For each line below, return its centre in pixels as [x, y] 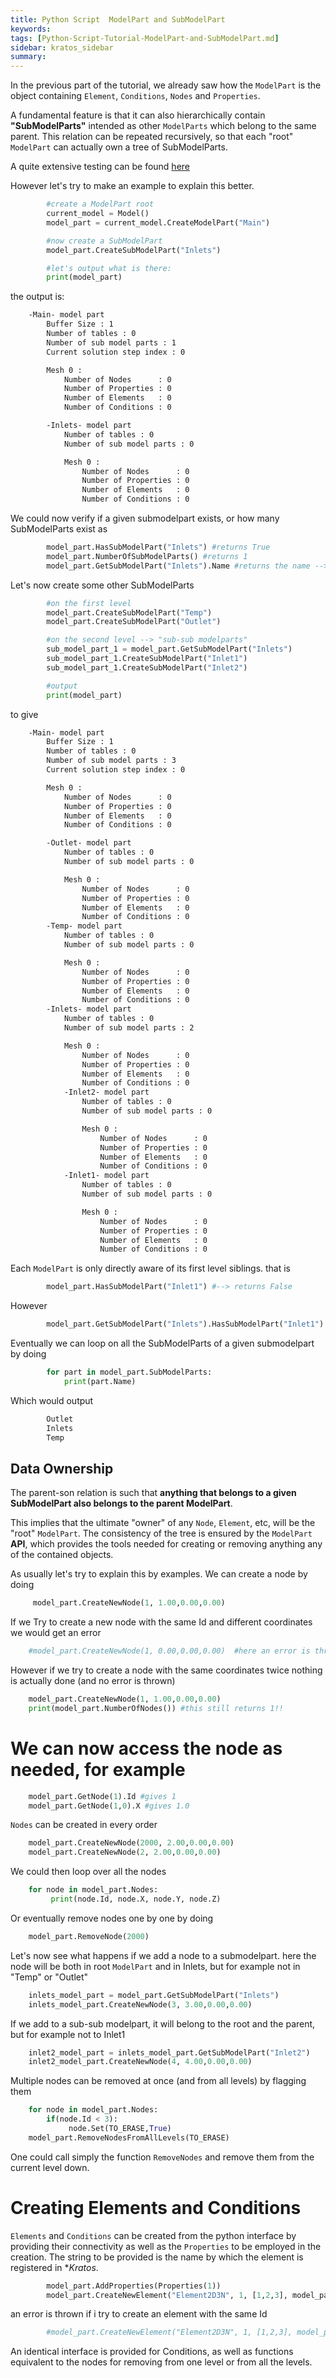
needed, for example [98, 1769]
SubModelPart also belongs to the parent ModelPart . [121, 1503]
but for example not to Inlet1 [68, 2034]
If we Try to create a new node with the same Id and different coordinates [161, 1622]
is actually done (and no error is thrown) [93, 1680]
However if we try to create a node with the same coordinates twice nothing [166, 1670]
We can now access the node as [146, 1748]
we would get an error [56, 1633]
